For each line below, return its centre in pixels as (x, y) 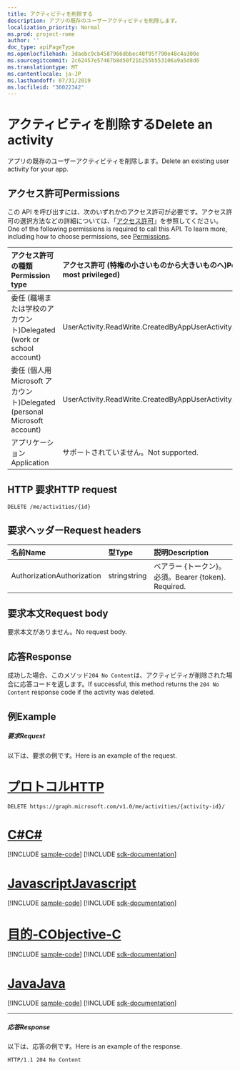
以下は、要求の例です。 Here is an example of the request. (92, 756)
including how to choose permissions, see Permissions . (89, 236)
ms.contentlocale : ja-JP (44, 74)
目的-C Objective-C (64, 934)
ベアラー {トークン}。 (190, 566)
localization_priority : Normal (54, 27)
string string (127, 575)
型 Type (121, 553)
